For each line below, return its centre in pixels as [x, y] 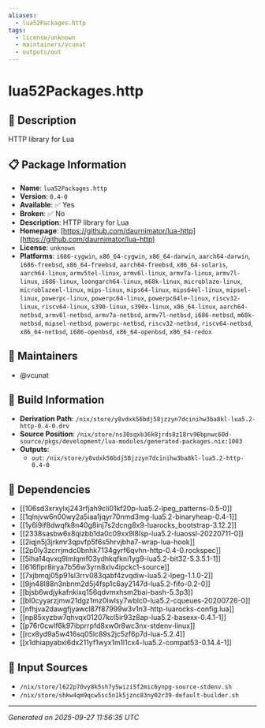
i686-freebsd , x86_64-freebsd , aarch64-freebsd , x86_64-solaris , [124, 264]
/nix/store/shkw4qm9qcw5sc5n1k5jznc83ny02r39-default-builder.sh [129, 696]
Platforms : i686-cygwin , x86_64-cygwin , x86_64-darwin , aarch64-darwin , [135, 256]
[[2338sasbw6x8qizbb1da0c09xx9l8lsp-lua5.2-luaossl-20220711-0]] [131, 534]
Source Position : [47, 434]
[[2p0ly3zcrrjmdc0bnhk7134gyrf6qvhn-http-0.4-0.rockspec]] [120, 551]
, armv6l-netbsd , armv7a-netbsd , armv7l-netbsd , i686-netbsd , [138, 314]
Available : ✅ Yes [47, 204]
